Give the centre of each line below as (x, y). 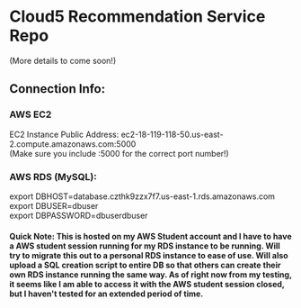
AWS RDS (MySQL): (53, 177)
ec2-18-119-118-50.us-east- (172, 134)
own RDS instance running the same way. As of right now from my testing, (150, 274)
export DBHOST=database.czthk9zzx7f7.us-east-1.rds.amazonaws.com (142, 196)
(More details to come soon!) (63, 60)
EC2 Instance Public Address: (64, 134)
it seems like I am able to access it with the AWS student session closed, (147, 284)
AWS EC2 (31, 114)
